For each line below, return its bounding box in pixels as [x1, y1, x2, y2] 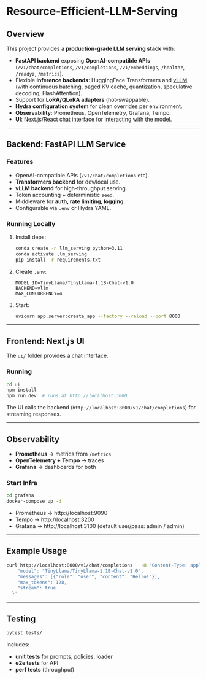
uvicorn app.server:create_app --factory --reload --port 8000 [15, 313, 181, 319]
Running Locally [6, 219, 56, 228]
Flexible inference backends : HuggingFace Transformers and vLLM [15, 77, 188, 83]
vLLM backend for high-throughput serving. [15, 184, 128, 192]
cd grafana [6, 492, 34, 499]
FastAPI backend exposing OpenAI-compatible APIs [15, 57, 151, 64]
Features [6, 158, 34, 166]
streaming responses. [6, 410, 61, 418]
